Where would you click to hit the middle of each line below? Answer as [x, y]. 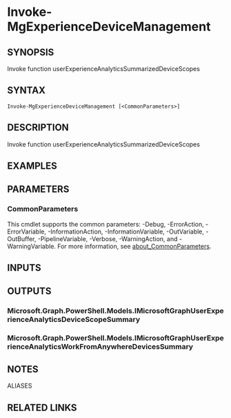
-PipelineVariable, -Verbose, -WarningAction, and [108, 238]
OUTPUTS [29, 291]
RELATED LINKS [42, 407]
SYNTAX [27, 91]
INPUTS [24, 268]
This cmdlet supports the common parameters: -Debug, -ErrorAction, [106, 224]
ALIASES [20, 386]
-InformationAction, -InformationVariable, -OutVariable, [126, 231]
